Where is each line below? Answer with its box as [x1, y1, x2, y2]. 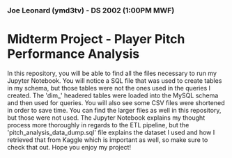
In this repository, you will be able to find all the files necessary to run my [7, 69, 217, 77]
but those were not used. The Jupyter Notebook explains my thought [7, 113, 206, 122]
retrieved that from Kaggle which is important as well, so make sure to [7, 135, 208, 144]
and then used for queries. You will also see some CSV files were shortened [7, 98, 225, 106]
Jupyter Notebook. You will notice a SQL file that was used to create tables [7, 76, 222, 85]
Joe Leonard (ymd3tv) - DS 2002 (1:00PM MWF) [7, 6, 175, 15]
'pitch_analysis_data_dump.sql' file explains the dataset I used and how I [7, 128, 215, 136]
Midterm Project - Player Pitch [7, 31, 185, 47]
